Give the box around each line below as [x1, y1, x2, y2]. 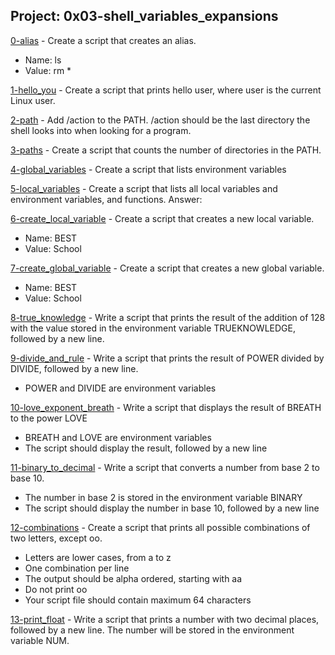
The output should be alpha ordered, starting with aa [24, 572, 243, 584]
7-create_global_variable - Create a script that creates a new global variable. [10, 262, 325, 274]
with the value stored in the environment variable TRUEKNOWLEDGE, [10, 322, 296, 334]
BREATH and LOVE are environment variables [24, 431, 212, 443]
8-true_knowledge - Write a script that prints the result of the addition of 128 [10, 311, 326, 323]
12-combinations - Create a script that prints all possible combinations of [10, 521, 311, 533]
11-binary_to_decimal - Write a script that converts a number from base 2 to [10, 461, 320, 473]
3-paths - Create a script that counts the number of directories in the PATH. [10, 144, 322, 156]
